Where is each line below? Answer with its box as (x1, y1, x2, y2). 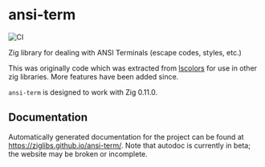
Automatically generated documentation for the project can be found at (8, 132, 244, 141)
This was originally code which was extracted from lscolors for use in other (8, 63, 258, 73)
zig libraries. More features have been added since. (8, 71, 179, 81)
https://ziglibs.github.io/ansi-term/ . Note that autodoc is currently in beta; (8, 141, 251, 150)
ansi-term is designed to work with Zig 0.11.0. (8, 87, 158, 97)
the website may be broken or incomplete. (8, 149, 149, 158)
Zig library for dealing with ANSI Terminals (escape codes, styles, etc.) (8, 47, 243, 57)
